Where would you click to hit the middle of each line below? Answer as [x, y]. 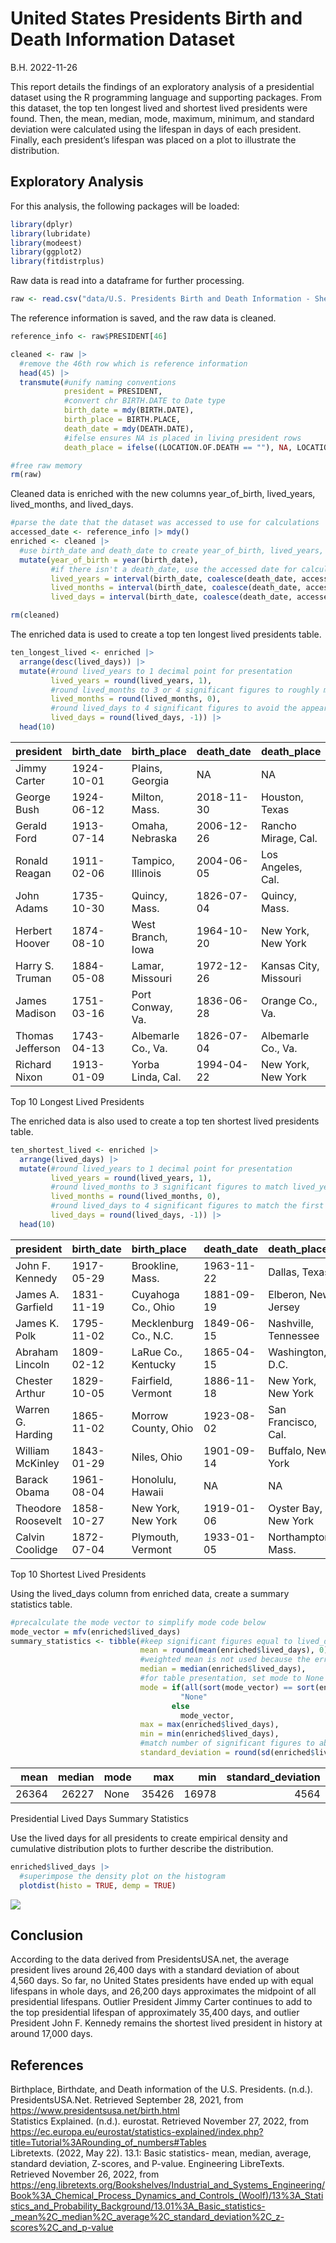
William [32, 1450]
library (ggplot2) [46, 252]
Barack [32, 1479]
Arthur [30, 1393]
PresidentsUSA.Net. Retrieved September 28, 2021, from [127, 2100]
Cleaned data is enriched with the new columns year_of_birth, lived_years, [163, 494]
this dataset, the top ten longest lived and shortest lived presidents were [159, 108]
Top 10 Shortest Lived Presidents [78, 1574]
